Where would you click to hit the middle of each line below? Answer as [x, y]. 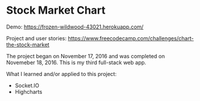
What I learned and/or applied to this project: [61, 74]
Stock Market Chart [56, 10]
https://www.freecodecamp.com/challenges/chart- [131, 38]
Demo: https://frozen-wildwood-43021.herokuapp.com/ [75, 27]
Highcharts [28, 91]
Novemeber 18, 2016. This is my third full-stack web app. [76, 62]
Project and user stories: [37, 38]
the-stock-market [28, 45]
